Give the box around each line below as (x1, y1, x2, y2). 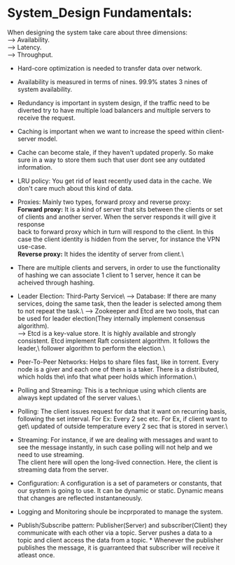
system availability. (17, 85, 73, 93)
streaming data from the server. (17, 465, 109, 474)
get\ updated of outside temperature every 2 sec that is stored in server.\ (17, 422, 228, 430)
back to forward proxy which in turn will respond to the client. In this (17, 227, 214, 236)
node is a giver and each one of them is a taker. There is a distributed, (17, 365, 219, 373)
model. (37, 135, 58, 143)
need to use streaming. (17, 450, 85, 458)
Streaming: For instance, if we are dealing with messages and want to (17, 435, 218, 444)
